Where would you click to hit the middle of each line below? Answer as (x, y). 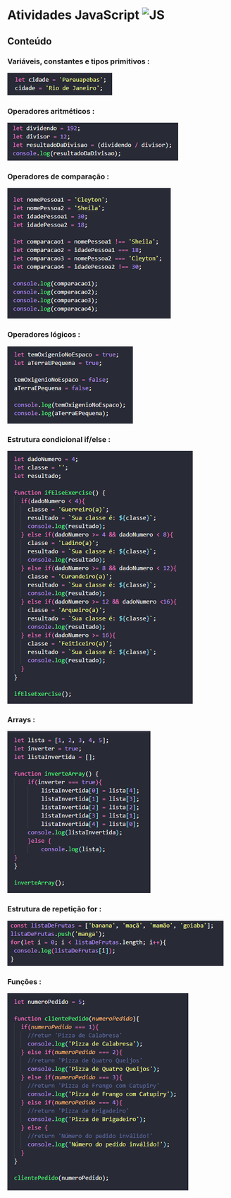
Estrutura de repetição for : (55, 909)
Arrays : (21, 719)
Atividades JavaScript (73, 15)
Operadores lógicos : (44, 335)
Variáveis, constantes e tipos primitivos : (79, 61)
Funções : (25, 981)
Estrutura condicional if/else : (59, 439)
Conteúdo (30, 41)
